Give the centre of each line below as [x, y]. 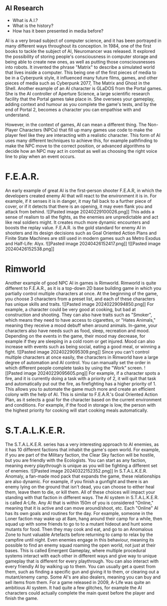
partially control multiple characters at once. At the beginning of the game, [82, 293]
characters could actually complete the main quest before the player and [80, 593]
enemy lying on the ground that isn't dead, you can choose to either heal [80, 487]
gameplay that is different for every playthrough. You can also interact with [82, 561]
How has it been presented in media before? [58, 31]
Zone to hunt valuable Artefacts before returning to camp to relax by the [79, 535]
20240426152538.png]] [30, 249]
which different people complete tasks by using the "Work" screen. [74, 368]
